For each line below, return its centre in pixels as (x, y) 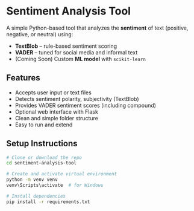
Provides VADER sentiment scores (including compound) (86, 105)
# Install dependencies (36, 196)
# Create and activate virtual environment (62, 174)
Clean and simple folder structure (56, 118)
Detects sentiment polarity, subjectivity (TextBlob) (77, 99)
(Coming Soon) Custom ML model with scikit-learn (80, 59)
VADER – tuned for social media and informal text (76, 52)
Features (23, 78)
